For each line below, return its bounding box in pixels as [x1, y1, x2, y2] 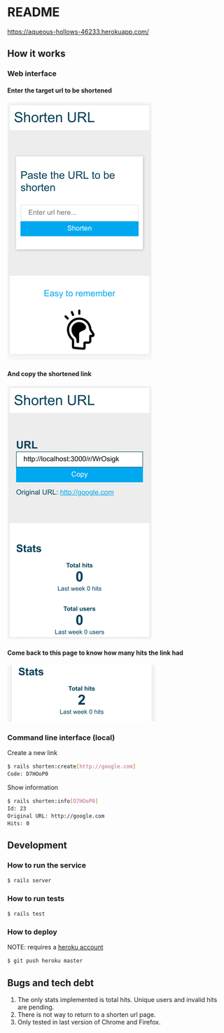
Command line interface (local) [7, 733, 115, 742]
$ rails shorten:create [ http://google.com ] [7, 763, 136, 771]
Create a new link [7, 749, 58, 757]
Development [7, 839, 68, 851]
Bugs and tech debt [7, 977, 94, 989]
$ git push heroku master [7, 957, 83, 965]
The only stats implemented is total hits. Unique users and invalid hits [17, 996, 218, 1004]
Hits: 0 [7, 820, 30, 827]
